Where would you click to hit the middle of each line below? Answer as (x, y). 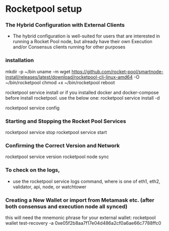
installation (20, 61)
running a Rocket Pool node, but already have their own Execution (82, 42)
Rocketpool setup (44, 9)
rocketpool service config (33, 108)
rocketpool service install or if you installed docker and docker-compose (82, 92)
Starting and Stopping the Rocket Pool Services (66, 121)
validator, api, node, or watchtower (49, 187)
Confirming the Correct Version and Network (63, 146)
